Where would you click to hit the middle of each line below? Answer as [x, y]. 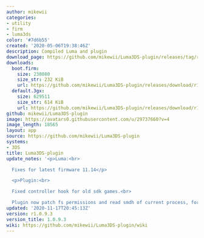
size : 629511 [34, 97]
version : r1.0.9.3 [29, 214]
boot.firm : [25, 68]
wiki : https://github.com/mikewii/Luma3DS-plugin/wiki [77, 225]
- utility [19, 23]
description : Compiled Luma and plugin [57, 52]
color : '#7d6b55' [28, 40]
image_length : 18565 [32, 125]
